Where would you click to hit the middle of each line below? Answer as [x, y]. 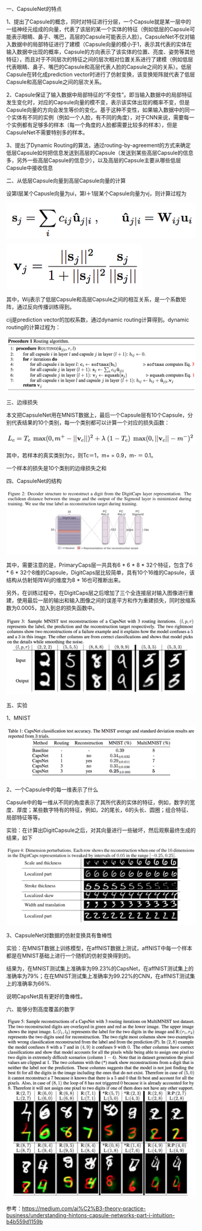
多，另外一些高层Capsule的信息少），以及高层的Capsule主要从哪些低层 [94, 160]
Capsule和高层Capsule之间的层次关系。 [56, 82]
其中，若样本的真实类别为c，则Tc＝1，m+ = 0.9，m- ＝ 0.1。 [81, 455]
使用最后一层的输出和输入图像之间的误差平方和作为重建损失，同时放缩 [103, 600]
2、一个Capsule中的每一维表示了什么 [52, 790]
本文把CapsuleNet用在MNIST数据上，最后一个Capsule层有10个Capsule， [97, 415]
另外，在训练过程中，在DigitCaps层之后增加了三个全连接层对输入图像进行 [97, 593]
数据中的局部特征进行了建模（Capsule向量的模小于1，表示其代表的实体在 [102, 44]
